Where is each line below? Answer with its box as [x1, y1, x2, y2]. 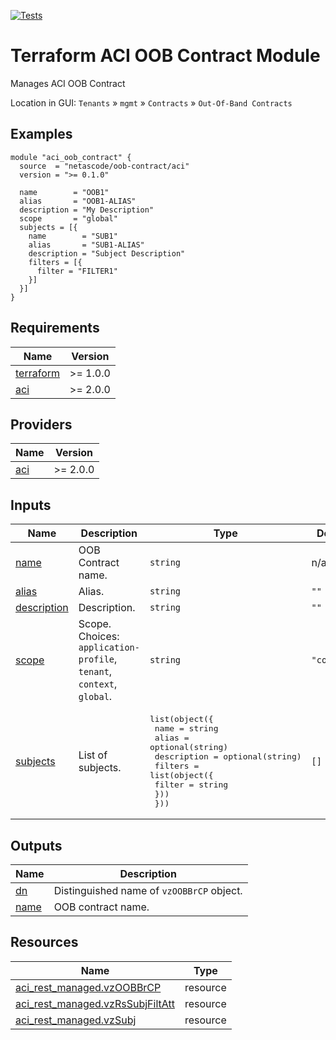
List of [78, 748, 108, 762]
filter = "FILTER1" [36, 266, 118, 276]
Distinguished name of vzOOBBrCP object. [53, 884, 243, 897]
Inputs [10, 496, 52, 514]
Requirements [10, 320, 100, 337]
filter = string [154, 780, 229, 790]
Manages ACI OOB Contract [10, 77, 126, 89]
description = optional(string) [154, 751, 302, 762]
